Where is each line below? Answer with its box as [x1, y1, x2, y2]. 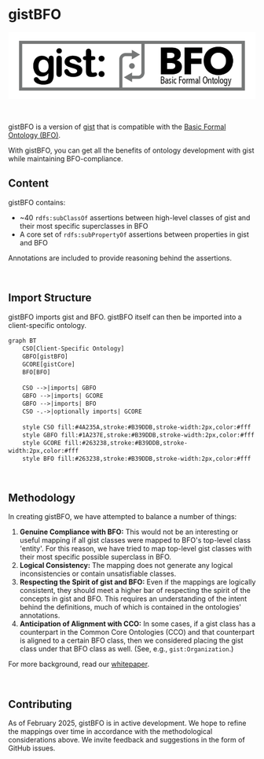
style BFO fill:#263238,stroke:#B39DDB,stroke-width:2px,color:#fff [22, 455, 251, 462]
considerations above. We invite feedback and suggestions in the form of [8, 735, 245, 745]
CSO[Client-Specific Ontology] [22, 344, 125, 352]
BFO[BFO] [22, 368, 51, 376]
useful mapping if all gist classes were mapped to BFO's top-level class [19, 536, 251, 545]
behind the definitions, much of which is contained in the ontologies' [19, 602, 242, 612]
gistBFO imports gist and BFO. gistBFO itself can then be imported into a [8, 312, 242, 322]
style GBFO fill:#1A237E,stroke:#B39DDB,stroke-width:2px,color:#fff [22, 431, 255, 439]
